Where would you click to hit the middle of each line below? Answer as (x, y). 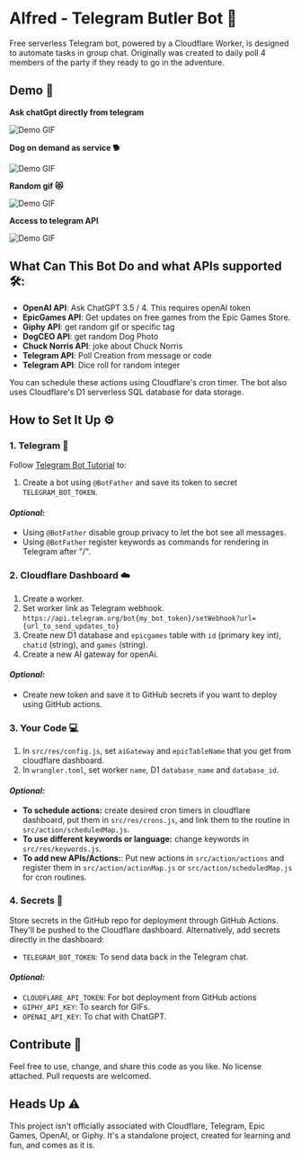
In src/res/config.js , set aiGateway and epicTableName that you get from (157, 751)
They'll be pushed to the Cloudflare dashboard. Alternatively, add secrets (145, 930)
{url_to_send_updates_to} (71, 626)
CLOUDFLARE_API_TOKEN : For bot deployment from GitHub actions (139, 997)
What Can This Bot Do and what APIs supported (146, 266)
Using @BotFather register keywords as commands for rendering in (146, 542)
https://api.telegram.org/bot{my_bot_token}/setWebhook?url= (139, 618)
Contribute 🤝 (46, 1044)
